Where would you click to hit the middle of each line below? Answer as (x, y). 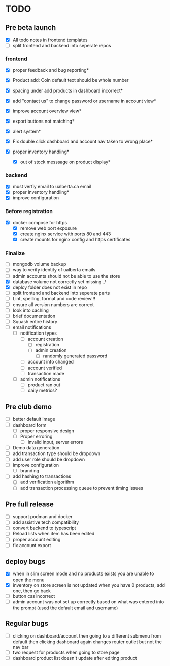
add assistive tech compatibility (46, 522)
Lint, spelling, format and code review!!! (54, 298)
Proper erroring (36, 436)
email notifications (32, 327)
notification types (39, 333)
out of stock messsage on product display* (65, 162)
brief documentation (34, 316)
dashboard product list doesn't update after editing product (75, 658)
